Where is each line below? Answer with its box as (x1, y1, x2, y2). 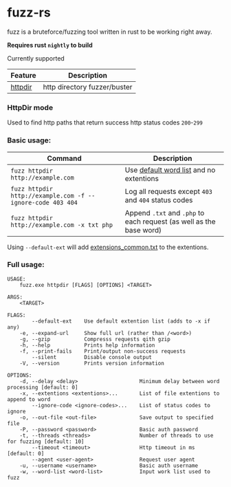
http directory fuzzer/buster (43, 82, 133, 91)
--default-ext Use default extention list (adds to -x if (32, 318, 211, 325)
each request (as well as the (124, 217, 216, 226)
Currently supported (7, 54, 65, 63)
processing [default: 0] (7, 384, 78, 391)
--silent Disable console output (32, 354, 153, 360)
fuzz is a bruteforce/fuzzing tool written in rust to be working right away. (7, 28, 212, 36)
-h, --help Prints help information (19, 342, 155, 349)
